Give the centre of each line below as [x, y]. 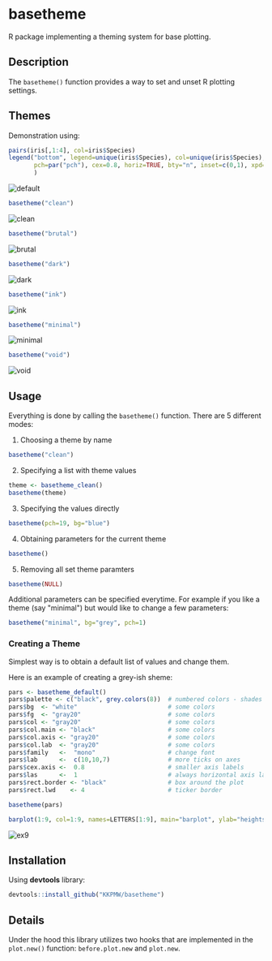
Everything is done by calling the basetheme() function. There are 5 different [135, 416]
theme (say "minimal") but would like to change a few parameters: [119, 608]
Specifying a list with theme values [78, 470]
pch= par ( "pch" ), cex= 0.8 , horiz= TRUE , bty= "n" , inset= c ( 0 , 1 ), [141, 166]
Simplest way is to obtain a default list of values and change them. [119, 661]
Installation [37, 860]
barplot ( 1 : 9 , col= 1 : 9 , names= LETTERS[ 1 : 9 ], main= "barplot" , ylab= [123, 819]
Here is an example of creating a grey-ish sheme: [90, 677]
